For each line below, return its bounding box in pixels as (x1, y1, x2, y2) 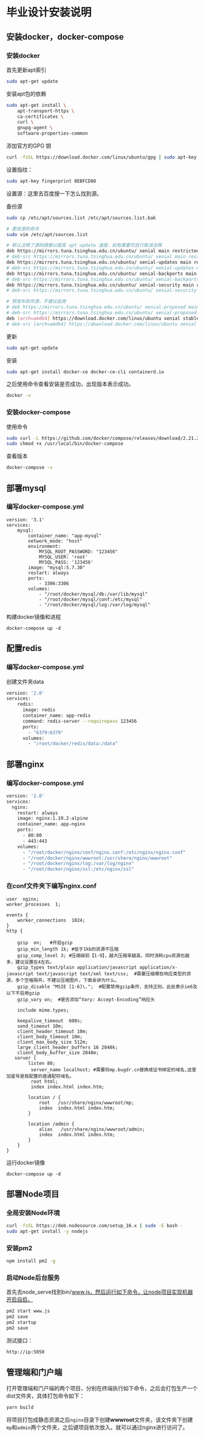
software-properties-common (17, 130, 88, 137)
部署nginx (6, 759, 44, 769)
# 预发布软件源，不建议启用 (6, 299, 67, 305)
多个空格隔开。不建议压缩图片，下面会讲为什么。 (15, 977, 120, 983)
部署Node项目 (6, 1189, 59, 1199)
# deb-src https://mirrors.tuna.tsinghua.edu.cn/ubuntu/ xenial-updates (6, 265, 194, 271)
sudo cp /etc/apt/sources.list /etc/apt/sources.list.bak (6, 215, 156, 221)
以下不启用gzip (6, 990, 41, 996)
